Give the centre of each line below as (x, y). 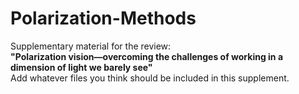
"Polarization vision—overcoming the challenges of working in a (147, 56)
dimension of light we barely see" (81, 67)
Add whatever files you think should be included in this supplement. (150, 78)
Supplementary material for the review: (91, 46)
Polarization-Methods (103, 18)
